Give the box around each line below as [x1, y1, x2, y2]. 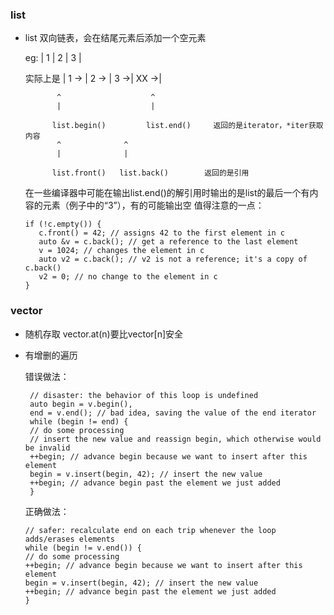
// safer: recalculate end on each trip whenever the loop [24, 525, 277, 535]
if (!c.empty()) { [24, 219, 102, 230]
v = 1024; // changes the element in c [38, 246, 205, 256]
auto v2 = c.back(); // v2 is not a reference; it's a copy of [38, 254, 308, 265]
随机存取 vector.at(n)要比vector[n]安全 [24, 328, 184, 340]
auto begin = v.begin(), [29, 399, 133, 409]
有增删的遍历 [24, 349, 78, 361]
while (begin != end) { [29, 416, 129, 427]
